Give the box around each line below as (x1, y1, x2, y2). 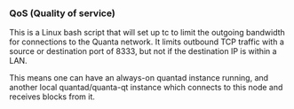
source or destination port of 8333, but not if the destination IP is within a (9, 46, 277, 57)
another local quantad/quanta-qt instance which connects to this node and (9, 82, 283, 93)
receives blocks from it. (9, 91, 96, 102)
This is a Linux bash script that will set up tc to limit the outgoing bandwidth (9, 27, 286, 38)
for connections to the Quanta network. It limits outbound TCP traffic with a (9, 36, 284, 47)
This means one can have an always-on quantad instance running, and (9, 73, 269, 83)
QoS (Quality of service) (9, 7, 115, 19)
